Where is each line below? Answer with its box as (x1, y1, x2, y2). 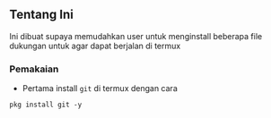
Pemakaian (9, 63, 59, 75)
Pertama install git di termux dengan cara (22, 83, 178, 94)
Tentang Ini (9, 7, 74, 22)
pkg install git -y (9, 100, 83, 110)
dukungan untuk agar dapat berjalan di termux (9, 40, 181, 51)
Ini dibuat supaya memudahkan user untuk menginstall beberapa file (9, 30, 263, 41)
